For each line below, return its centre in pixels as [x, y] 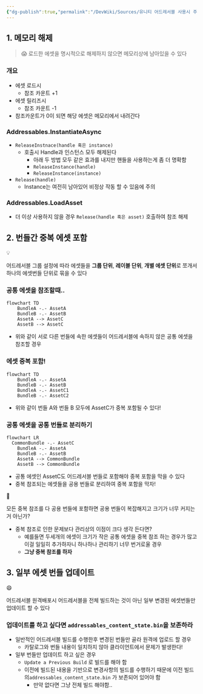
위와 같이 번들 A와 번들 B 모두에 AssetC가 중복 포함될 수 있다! [88, 408]
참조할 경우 [28, 344]
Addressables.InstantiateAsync [54, 132]
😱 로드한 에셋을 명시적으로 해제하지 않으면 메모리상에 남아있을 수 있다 [104, 54]
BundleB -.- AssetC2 [43, 396]
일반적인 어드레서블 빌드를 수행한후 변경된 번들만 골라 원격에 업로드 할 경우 [103, 639]
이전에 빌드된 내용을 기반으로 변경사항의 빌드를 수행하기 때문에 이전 [103, 670]
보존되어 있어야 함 [139, 678]
